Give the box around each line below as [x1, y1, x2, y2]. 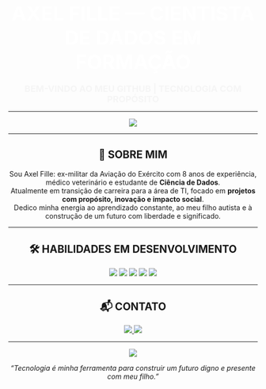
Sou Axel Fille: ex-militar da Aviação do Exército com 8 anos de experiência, [9, 169, 257, 178]
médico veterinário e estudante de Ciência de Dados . [45, 177, 221, 187]
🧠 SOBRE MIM [98, 148, 168, 162]
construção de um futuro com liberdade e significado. [44, 211, 222, 220]
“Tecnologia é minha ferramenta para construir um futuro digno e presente [10, 364, 256, 373]
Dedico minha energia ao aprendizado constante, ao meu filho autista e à [13, 203, 253, 212]
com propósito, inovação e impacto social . [62, 194, 204, 204]
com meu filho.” [107, 372, 159, 381]
